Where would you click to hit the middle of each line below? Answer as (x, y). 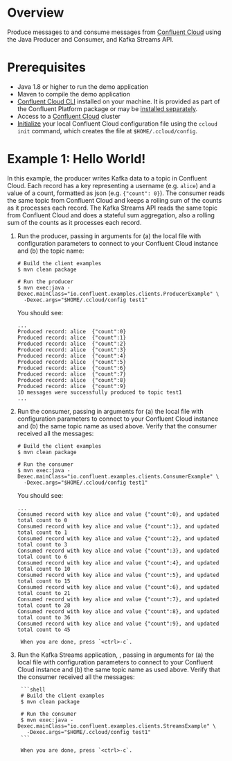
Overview (36, 13)
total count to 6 (42, 557)
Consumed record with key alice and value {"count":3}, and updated (118, 551)
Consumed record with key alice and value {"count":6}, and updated (118, 587)
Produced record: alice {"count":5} (72, 362)
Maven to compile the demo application (73, 94)
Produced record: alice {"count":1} (72, 337)
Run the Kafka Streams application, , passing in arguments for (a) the (116, 655)
